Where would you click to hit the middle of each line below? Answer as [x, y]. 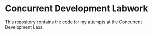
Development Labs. [25, 27]
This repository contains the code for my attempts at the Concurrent [74, 22]
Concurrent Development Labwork [76, 8]
